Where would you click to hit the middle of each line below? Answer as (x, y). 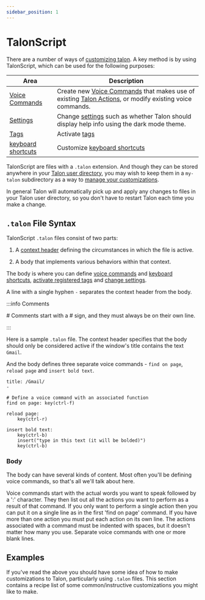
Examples (25, 558)
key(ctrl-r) (32, 419)
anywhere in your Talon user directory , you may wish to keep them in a (95, 173)
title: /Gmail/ (26, 382)
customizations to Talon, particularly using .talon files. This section (92, 579)
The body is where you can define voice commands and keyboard (89, 274)
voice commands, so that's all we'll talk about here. (71, 481)
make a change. (27, 204)
